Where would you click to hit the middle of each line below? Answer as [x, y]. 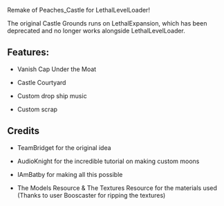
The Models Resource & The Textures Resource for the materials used [117, 188]
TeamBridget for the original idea [64, 147]
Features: [28, 52]
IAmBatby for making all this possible [70, 174]
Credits [24, 131]
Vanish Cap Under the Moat [57, 69]
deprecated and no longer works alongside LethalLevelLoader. [96, 31]
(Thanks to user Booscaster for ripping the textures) [91, 195]
